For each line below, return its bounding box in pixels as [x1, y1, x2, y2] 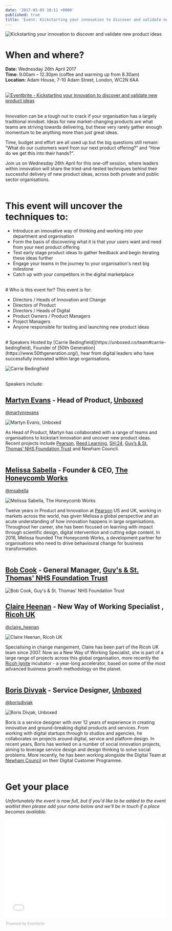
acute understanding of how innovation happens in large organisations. [5, 518, 156, 524]
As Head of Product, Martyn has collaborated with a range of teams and [5, 429, 157, 436]
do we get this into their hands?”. [5, 150, 75, 156]
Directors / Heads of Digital [12, 308, 71, 314]
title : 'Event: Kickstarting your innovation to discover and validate [5, 17, 161, 22]
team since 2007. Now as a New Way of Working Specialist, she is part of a [5, 649, 164, 655]
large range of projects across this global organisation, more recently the [5, 655, 159, 661]
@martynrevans [5, 410, 39, 416]
